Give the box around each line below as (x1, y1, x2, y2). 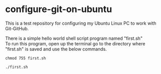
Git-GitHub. (5, 25, 29, 31)
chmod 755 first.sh (5, 55, 46, 61)
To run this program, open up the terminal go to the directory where (5, 40, 145, 46)
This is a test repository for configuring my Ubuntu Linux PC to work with (5, 20, 157, 26)
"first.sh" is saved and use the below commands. (5, 46, 107, 52)
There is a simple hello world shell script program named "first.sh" (5, 35, 143, 41)
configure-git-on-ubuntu (5, 4, 112, 15)
